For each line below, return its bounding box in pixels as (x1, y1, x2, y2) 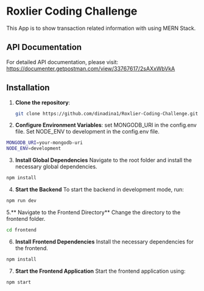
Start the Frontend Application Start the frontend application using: (15, 267, 186, 275)
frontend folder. (6, 215, 46, 222)
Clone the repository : (15, 99, 71, 106)
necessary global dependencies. (15, 163, 97, 170)
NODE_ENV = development (6, 145, 62, 152)
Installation (6, 82, 50, 93)
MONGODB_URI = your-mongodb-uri (6, 140, 83, 146)
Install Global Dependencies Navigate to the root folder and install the (15, 157, 192, 164)
